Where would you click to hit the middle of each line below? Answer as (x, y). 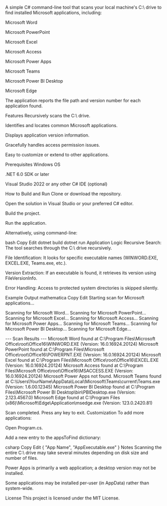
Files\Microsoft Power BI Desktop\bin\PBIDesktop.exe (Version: (70, 392)
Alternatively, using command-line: (41, 233)
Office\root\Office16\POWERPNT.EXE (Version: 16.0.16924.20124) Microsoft (83, 355)
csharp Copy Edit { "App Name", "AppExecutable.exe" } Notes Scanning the (83, 447)
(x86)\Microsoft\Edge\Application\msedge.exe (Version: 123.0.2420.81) (79, 403)
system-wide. (19, 488)
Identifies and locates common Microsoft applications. (61, 125)
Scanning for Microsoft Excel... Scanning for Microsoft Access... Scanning (82, 318)
